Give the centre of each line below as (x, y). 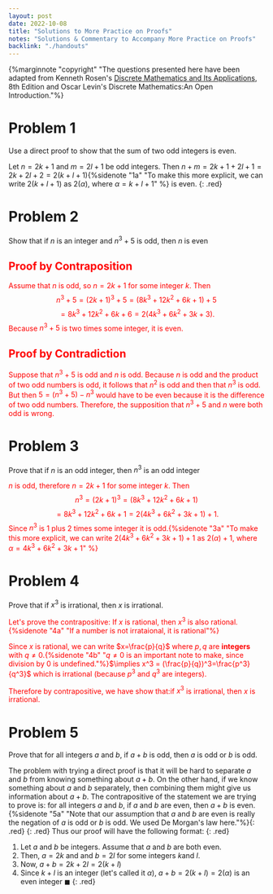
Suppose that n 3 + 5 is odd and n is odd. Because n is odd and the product (133, 374)
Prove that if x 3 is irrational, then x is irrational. (86, 604)
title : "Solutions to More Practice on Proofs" (91, 31)
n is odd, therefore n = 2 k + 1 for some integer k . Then (99, 486)
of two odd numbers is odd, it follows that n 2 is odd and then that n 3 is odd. (135, 383)
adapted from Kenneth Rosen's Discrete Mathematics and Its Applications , (133, 78)
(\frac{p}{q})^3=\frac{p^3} (206, 664)
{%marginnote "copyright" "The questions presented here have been (124, 69)
